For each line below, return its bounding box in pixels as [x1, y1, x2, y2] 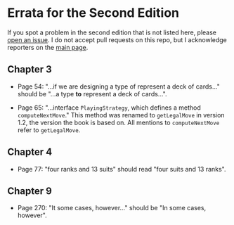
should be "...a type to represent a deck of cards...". [17, 89, 167, 98]
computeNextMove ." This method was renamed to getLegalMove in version [17, 110, 225, 119]
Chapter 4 [7, 146, 53, 158]
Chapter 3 [7, 63, 53, 75]
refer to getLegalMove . [17, 125, 81, 134]
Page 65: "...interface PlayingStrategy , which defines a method [17, 103, 202, 112]
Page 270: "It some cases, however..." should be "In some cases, [17, 204, 206, 212]
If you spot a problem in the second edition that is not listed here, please [7, 28, 216, 37]
